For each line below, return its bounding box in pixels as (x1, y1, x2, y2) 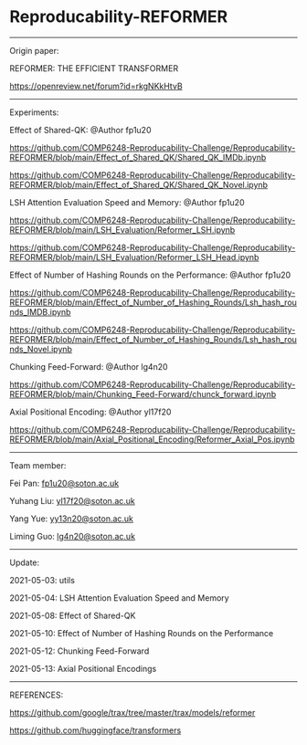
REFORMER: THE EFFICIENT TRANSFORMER (9, 62, 179, 74)
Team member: (9, 459, 67, 471)
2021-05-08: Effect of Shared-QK (9, 610, 136, 621)
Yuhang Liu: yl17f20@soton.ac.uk (9, 495, 135, 506)
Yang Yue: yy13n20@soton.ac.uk (9, 513, 134, 524)
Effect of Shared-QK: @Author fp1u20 (9, 124, 152, 135)
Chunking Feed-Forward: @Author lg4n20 (9, 361, 168, 372)
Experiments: (9, 107, 59, 118)
